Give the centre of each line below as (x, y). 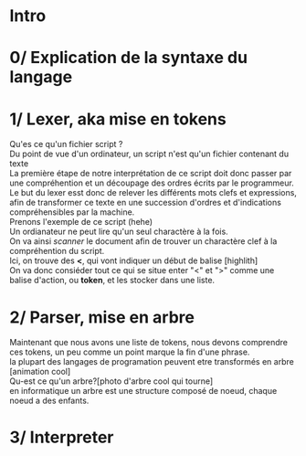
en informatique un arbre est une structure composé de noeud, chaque (143, 391)
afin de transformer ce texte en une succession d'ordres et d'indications (145, 203)
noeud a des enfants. (49, 401)
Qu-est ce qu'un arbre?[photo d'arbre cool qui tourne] (111, 381)
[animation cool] (40, 372)
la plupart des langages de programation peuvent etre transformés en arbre (152, 362)
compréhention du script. (57, 251)
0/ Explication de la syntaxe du (129, 58)
